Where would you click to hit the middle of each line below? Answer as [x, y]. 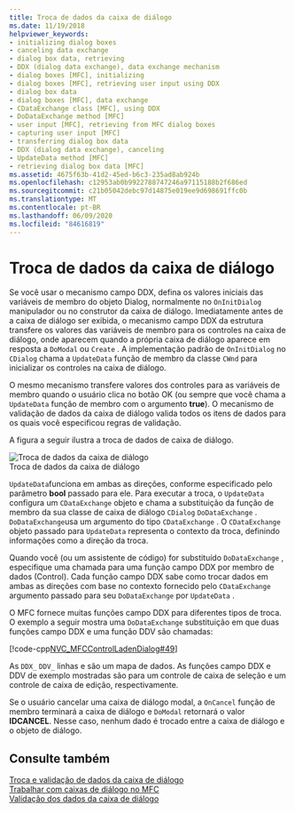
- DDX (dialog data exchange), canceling [87, 149]
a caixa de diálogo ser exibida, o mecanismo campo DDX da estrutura [136, 321]
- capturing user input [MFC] [65, 133]
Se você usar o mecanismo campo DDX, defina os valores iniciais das [136, 292]
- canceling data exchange [59, 51]
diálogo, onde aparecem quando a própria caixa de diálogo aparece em [140, 339]
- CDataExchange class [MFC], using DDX [85, 108]
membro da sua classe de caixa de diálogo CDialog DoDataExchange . [133, 513]
